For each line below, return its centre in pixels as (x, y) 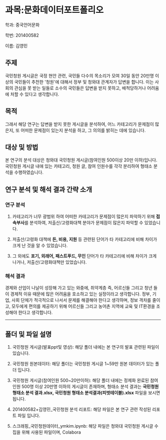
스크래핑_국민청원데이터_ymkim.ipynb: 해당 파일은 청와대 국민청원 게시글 (83, 426)
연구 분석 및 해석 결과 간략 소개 (49, 189)
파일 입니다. (29, 416)
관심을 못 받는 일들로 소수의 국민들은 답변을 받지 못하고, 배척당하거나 (80, 88)
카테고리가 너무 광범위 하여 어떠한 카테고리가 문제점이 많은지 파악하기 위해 (83, 217)
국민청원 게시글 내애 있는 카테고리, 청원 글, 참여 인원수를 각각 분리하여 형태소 (79, 166)
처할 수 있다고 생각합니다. (35, 94)
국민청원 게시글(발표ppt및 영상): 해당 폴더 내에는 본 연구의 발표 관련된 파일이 (86, 347)
